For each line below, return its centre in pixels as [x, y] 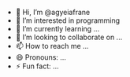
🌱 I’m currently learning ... [58, 29]
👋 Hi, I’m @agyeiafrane [53, 12]
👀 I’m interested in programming [68, 20]
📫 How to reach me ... [52, 46]
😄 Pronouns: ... [41, 57]
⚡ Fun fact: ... [37, 66]
